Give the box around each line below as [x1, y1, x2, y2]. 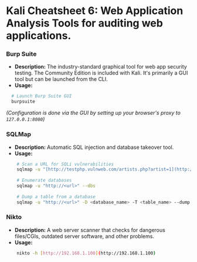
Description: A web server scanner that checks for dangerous [14, 226, 165, 233]
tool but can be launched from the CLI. [14, 76, 108, 83]
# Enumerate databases [16, 178, 72, 183]
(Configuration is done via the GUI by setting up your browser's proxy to [6, 110, 181, 117]
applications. [6, 29, 72, 42]
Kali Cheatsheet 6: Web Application [6, 4, 184, 18]
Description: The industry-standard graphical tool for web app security [14, 63, 188, 70]
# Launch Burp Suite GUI [11, 93, 72, 99]
